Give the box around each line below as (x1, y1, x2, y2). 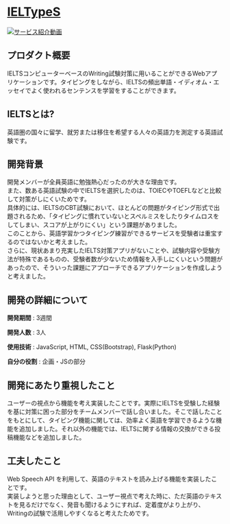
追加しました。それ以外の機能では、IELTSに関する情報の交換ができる (18, 425, 215, 433)
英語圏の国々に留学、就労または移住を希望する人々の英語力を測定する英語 (7, 128, 217, 136)
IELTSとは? (7, 108, 55, 120)
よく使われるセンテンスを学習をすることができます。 (30, 86, 180, 95)
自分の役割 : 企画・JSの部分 (7, 357, 86, 366)
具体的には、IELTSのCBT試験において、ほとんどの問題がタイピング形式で (7, 204, 214, 212)
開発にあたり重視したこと (7, 379, 115, 391)
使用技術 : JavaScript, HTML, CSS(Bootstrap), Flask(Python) (7, 343, 177, 351)
